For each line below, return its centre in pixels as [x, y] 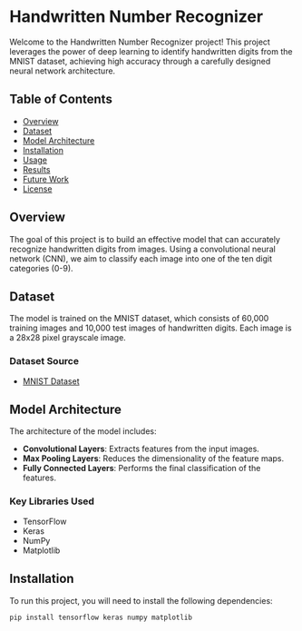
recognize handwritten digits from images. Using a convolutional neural [143, 249]
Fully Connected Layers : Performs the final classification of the [141, 468]
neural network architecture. [63, 71]
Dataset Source [44, 361]
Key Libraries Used [52, 501]
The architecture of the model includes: [83, 431]
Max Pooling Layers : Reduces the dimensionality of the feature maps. [153, 458]
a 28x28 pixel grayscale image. [68, 338]
